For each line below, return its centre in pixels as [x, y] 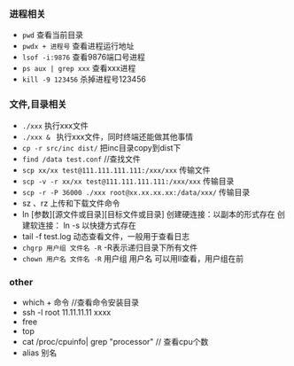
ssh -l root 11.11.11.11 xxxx [66, 312]
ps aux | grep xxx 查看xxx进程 [79, 68]
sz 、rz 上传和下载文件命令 [71, 203]
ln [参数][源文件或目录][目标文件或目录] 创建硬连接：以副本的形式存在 [148, 214]
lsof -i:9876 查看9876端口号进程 [84, 57]
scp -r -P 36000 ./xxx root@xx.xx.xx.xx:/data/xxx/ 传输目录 [136, 191]
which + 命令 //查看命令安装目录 [81, 302]
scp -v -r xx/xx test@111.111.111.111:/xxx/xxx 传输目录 [128, 181]
